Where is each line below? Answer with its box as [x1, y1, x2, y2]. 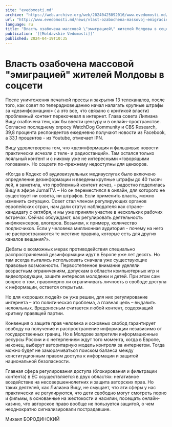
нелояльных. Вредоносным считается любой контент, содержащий [5, 305, 154, 311]
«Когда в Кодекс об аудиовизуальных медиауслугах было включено [5, 171, 156, 177]
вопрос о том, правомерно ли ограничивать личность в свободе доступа [5, 278, 167, 284]
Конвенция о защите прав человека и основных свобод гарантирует [5, 320, 156, 326]
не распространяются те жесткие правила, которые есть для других [5, 231, 157, 237]
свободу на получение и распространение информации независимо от [5, 325, 162, 331]
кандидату [5, 209, 29, 215]
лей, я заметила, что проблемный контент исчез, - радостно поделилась [5, 182, 165, 188]
